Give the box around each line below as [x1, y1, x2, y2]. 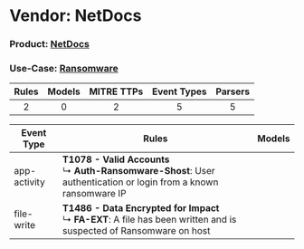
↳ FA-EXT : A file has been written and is [62, 214, 237, 226]
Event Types [152, 85, 207, 98]
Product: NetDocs [9, 38, 90, 51]
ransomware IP [62, 187, 127, 200]
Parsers [215, 85, 251, 98]
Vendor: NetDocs [9, 5, 142, 26]
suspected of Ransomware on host [62, 225, 211, 237]
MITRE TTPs [89, 85, 144, 98]
